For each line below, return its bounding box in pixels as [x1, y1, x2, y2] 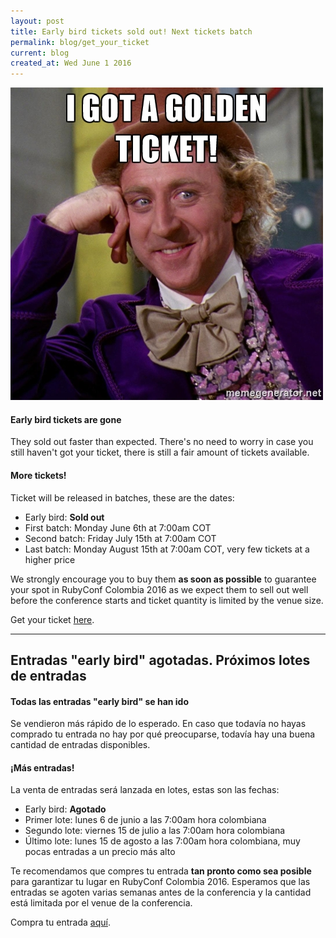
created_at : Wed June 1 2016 [10, 58, 132, 69]
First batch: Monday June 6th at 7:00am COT [24, 521, 212, 534]
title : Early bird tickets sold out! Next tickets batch [10, 26, 253, 37]
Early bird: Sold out [24, 511, 105, 523]
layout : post [10, 16, 65, 26]
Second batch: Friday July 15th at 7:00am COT [24, 532, 217, 544]
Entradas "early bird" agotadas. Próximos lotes [10, 651, 311, 669]
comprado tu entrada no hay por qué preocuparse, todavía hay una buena [10, 728, 316, 740]
